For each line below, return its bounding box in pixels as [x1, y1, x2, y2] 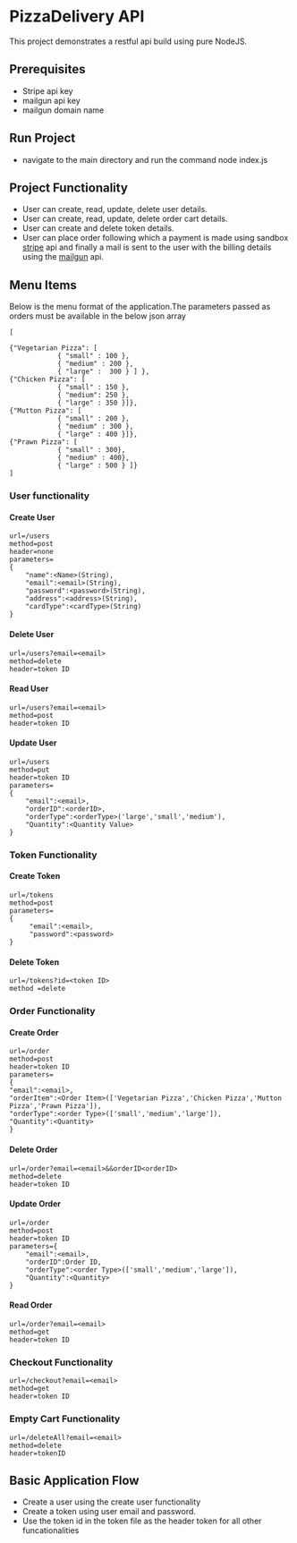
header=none [9, 548, 54, 557]
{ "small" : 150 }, [56, 383, 130, 392]
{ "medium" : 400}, [56, 454, 130, 463]
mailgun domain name [21, 105, 105, 115]
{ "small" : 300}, [56, 446, 126, 455]
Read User [9, 683, 49, 695]
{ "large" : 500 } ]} [56, 461, 139, 471]
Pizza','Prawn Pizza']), [9, 1102, 102, 1111]
